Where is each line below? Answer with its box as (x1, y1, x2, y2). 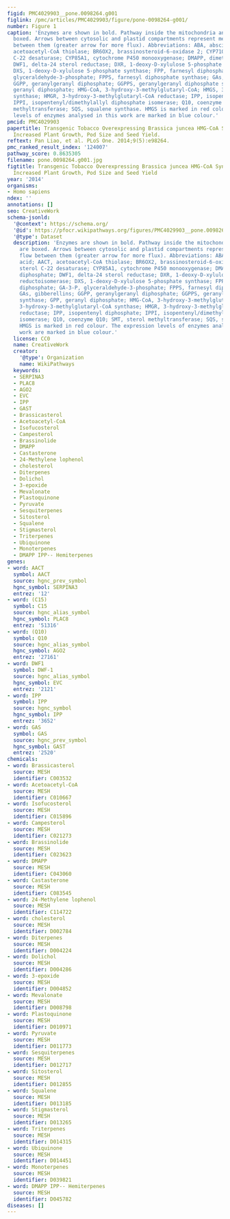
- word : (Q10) (7, 628, 48, 635)
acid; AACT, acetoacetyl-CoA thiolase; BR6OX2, (19, 258, 157, 265)
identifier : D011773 (13, 1043, 72, 1050)
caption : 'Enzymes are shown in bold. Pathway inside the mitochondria (7, 29, 216, 36)
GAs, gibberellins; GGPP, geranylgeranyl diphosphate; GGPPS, (19, 291, 201, 298)
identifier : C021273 (13, 832, 72, 839)
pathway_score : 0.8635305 (7, 150, 81, 158)
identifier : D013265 (13, 1119, 72, 1126)
